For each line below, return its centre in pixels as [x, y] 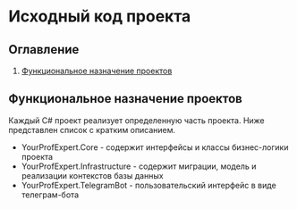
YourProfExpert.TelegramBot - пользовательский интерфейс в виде [148, 185]
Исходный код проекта [100, 17]
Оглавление [44, 50]
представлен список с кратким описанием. [92, 130]
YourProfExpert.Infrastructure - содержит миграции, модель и [139, 166]
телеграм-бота [50, 195]
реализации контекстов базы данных [92, 175]
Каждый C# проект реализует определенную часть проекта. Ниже [136, 120]
